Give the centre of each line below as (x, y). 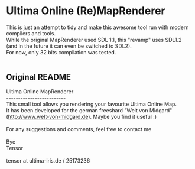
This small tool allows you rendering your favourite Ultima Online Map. (92, 104)
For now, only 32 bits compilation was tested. (61, 52)
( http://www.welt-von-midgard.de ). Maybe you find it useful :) (82, 116)
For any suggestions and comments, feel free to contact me (79, 129)
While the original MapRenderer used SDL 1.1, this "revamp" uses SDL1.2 (94, 40)
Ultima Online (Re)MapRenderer (86, 11)
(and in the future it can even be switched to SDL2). (69, 46)
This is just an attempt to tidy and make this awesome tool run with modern (97, 27)
